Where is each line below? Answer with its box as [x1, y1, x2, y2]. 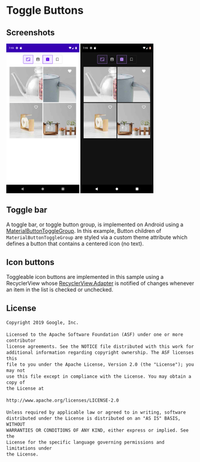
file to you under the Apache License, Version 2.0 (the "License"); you [6, 361, 195, 368]
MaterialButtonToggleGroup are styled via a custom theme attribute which [6, 233, 187, 241]
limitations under [6, 445, 52, 452]
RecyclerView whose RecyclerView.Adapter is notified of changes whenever [6, 279, 195, 287]
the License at [6, 385, 44, 392]
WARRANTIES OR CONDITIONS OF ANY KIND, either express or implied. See [6, 427, 189, 434]
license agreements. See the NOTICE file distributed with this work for [6, 344, 195, 350]
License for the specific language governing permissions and [6, 439, 165, 446]
